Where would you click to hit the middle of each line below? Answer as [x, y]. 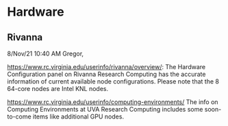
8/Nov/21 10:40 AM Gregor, [46, 53]
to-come [20, 116]
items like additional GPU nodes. [79, 116]
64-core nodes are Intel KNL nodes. [58, 89]
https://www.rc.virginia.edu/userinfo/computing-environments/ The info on [113, 102]
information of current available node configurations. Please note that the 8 [113, 81]
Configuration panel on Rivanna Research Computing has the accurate [106, 74]
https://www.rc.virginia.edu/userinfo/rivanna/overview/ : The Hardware [106, 67]
